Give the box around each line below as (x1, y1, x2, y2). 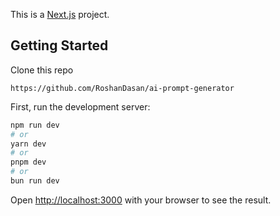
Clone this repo (10, 64, 74, 76)
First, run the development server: (10, 100, 151, 113)
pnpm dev (10, 157, 47, 168)
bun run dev (10, 176, 60, 186)
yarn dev (10, 139, 47, 149)
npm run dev (10, 120, 60, 130)
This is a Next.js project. (10, 9, 110, 20)
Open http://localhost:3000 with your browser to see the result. (10, 194, 272, 206)
